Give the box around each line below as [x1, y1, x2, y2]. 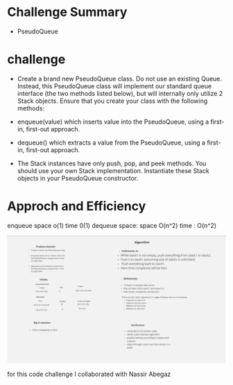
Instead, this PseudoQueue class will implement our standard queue [17, 81, 212, 90]
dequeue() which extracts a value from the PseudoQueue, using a [17, 138, 206, 147]
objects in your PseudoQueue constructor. [17, 174, 139, 182]
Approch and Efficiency [7, 199, 146, 214]
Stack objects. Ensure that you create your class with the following [17, 97, 208, 105]
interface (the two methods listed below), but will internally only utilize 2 [17, 89, 223, 97]
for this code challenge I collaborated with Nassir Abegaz [7, 370, 171, 379]
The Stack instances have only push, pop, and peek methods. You [17, 159, 207, 167]
